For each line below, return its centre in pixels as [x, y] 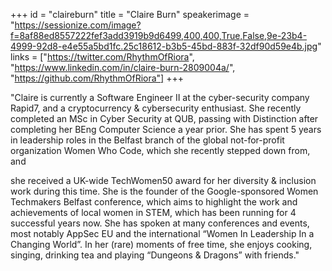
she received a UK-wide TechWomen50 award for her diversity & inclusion [163, 180]
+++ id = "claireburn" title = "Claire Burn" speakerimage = [130, 14]
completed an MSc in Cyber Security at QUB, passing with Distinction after [164, 118]
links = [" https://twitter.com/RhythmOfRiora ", [102, 57]
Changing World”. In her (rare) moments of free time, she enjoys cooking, [161, 244]
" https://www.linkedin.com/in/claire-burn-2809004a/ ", [123, 67]
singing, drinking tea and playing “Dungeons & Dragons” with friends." [155, 255]
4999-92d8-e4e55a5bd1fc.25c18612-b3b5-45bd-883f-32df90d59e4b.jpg [164, 46]
